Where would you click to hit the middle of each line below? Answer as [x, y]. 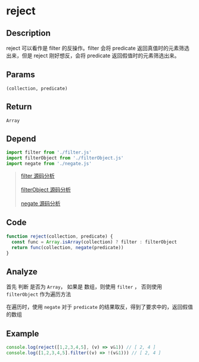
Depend [21, 139]
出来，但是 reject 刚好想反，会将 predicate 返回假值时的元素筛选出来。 [93, 56]
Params [21, 75]
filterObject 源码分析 [46, 190]
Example [23, 334]
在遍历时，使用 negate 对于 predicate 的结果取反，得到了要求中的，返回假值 [100, 307]
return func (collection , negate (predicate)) [68, 247]
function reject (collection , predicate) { [60, 236]
